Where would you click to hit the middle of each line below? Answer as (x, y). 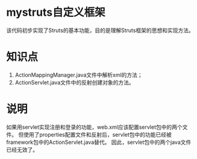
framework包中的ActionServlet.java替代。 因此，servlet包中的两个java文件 (99, 142)
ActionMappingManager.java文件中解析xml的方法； (79, 75)
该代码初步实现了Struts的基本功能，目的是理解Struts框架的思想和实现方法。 (100, 30)
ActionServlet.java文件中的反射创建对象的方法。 (74, 82)
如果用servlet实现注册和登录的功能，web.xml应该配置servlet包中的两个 (94, 127)
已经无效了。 (22, 149)
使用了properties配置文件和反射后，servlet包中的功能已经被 (97, 134)
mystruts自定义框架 (56, 12)
